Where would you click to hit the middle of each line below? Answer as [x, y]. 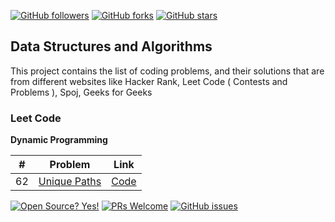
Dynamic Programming [59, 140]
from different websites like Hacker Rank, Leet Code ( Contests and [149, 81]
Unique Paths [70, 182]
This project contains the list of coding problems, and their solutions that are [167, 71]
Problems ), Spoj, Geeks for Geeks [81, 92]
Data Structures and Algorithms [111, 46]
